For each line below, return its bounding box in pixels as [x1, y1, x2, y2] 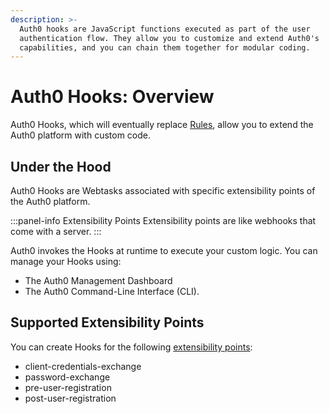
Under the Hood [10, 158, 112, 175]
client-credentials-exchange [24, 360, 142, 372]
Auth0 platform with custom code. [10, 129, 151, 141]
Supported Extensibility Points [10, 314, 205, 331]
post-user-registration [24, 392, 117, 404]
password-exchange [24, 371, 111, 383]
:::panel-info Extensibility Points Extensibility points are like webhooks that [10, 215, 317, 226]
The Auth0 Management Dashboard [24, 275, 173, 286]
